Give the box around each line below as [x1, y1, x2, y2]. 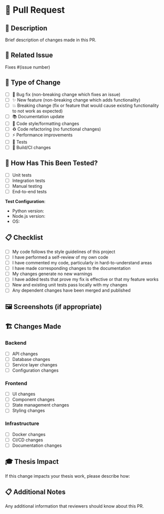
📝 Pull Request [5, 4, 65, 16]
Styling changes [12, 408, 45, 413]
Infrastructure [5, 420, 40, 427]
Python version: [12, 208, 44, 214]
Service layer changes [12, 361, 58, 367]
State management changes [12, 402, 70, 408]
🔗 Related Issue [5, 51, 53, 59]
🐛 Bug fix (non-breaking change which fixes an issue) [12, 91, 121, 97]
